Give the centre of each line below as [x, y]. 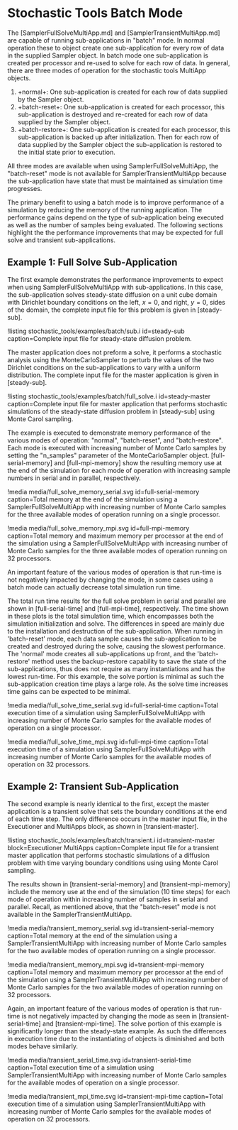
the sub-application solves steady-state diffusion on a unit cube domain [112, 294]
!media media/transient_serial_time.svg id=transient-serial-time [100, 1060]
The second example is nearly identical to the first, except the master [108, 803]
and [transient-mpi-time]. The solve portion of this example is [132, 1023]
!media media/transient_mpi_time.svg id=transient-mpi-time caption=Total [115, 1096]
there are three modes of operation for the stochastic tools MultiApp [107, 70]
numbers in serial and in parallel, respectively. [74, 478]
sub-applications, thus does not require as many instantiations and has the [116, 668]
